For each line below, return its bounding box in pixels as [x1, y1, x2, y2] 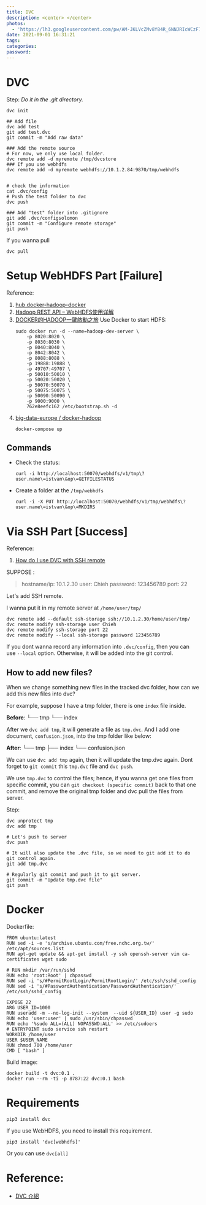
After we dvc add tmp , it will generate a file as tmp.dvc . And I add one [6, 726, 180, 734]
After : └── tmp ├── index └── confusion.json [6, 744, 126, 752]
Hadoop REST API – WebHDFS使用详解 [15, 308, 115, 316]
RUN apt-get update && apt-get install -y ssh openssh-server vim [6, 951, 180, 958]
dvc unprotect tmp [6, 818, 53, 824]
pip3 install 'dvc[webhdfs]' [6, 1139, 81, 1145]
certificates [6, 956, 40, 963]
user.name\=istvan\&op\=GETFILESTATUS [15, 476, 115, 482]
